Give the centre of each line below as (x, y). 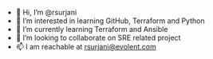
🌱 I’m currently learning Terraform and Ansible (92, 29)
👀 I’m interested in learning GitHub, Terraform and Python (110, 21)
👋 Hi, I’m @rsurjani (46, 12)
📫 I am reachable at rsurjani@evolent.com (86, 47)
